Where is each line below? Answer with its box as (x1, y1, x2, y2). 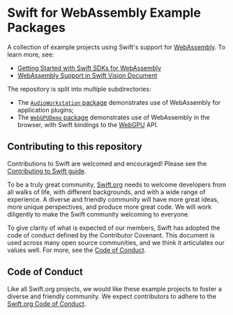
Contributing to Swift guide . (7, 166, 87, 175)
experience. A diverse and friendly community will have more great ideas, (7, 195, 219, 203)
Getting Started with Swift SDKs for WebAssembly (17, 64, 162, 72)
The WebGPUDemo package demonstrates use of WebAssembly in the (17, 113, 211, 122)
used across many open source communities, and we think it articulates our (7, 238, 225, 247)
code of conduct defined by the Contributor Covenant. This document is (7, 230, 215, 239)
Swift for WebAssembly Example (7, 5, 201, 21)
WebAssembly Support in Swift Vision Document (17, 71, 158, 80)
